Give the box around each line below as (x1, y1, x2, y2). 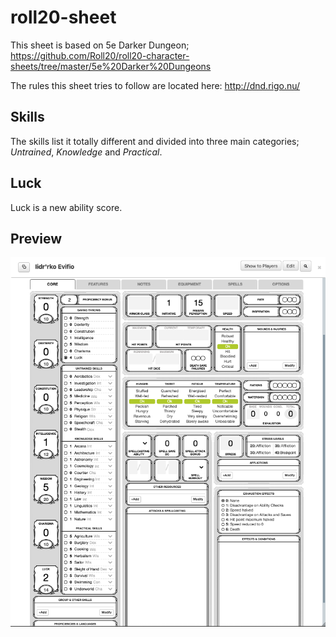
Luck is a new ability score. (10, 201, 123, 213)
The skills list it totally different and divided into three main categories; (10, 135, 300, 147)
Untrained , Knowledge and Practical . (10, 146, 163, 158)
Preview (10, 230, 63, 247)
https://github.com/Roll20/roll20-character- (10, 49, 190, 61)
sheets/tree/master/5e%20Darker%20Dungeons (10, 60, 212, 72)
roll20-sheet (10, 6, 117, 29)
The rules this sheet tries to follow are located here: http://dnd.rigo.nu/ (10, 79, 301, 91)
